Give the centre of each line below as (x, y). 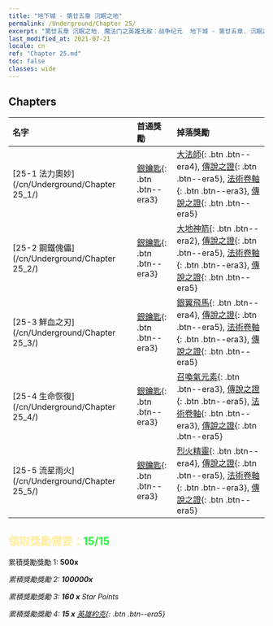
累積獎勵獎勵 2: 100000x (51, 580)
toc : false (27, 62)
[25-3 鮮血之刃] (44, 322)
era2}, (188, 241)
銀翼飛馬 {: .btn (204, 302)
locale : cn (27, 46)
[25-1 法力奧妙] (44, 173)
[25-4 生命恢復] (44, 396)
